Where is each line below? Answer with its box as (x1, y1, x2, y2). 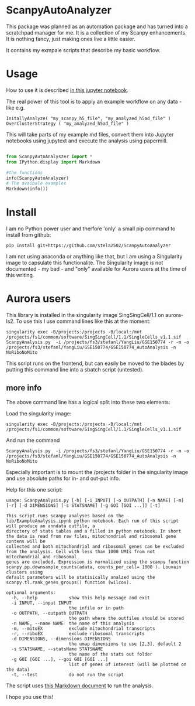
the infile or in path (68, 605, 124, 611)
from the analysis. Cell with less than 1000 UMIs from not (6, 548, 156, 554)
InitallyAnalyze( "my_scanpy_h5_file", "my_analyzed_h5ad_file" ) (6, 115, 171, 121)
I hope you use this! (6, 693, 54, 700)
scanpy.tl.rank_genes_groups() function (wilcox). (6, 579, 132, 585)
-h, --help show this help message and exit (11, 595, 150, 601)
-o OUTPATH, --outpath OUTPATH (11, 610, 88, 616)
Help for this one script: (6, 486, 63, 493)
